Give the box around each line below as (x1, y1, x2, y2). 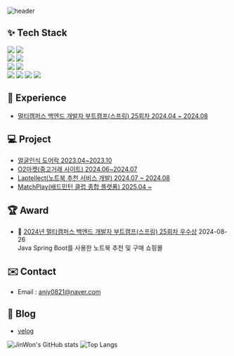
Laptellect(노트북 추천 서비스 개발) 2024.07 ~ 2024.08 (17, 174, 171, 182)
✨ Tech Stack (7, 27, 67, 39)
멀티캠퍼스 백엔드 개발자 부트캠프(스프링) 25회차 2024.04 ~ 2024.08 (17, 111, 209, 120)
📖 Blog (7, 308, 37, 320)
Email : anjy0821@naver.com (17, 288, 101, 296)
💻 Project (7, 134, 51, 146)
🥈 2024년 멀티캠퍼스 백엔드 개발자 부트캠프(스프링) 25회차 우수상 (17, 227, 197, 236)
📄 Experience (7, 92, 67, 104)
